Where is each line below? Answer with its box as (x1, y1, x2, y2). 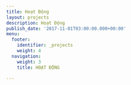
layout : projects (6, 14, 49, 20)
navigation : (11, 53, 42, 59)
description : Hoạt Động (6, 20, 65, 26)
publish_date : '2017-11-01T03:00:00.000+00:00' (6, 25, 127, 32)
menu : (6, 31, 20, 37)
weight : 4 (17, 48, 42, 54)
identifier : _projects (17, 42, 73, 48)
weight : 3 (17, 59, 42, 65)
